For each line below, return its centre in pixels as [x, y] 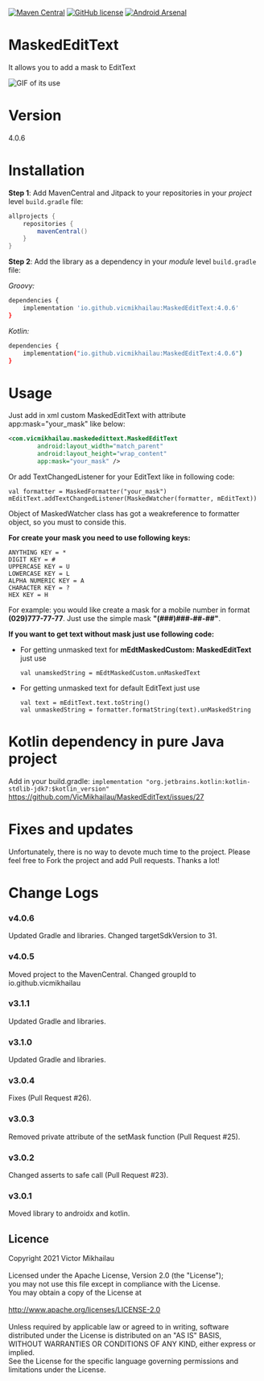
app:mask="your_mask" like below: [67, 424]
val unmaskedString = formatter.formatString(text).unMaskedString [135, 710]
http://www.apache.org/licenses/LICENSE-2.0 [85, 1310]
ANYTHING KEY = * [37, 553]
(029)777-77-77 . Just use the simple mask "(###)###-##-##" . [115, 618]
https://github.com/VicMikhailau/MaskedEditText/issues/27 [106, 797]
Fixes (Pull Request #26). [50, 1098]
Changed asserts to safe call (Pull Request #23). [89, 1175]
